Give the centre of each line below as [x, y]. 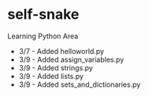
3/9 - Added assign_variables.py [71, 59]
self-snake [43, 14]
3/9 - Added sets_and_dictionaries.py [80, 84]
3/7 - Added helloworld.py [61, 51]
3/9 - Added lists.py [51, 76]
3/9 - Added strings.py [56, 67]
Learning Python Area [43, 36]
